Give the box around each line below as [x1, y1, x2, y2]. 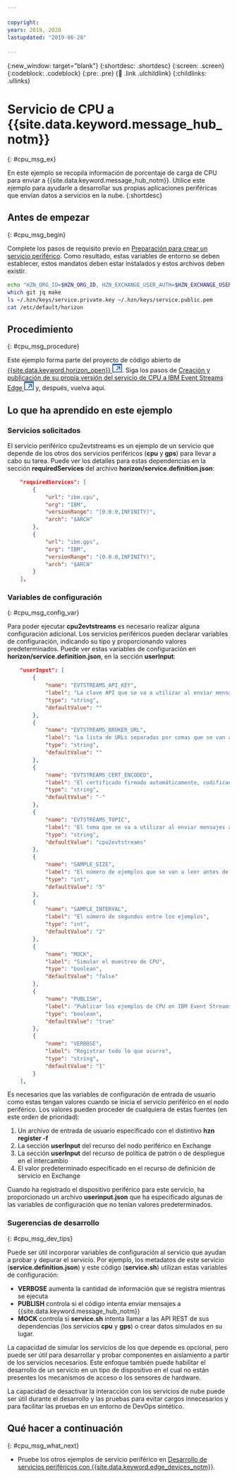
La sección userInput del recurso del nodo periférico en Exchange [17, 1142, 212, 1150]
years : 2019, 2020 [7, 26, 61, 33]
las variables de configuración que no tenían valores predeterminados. [7, 1201, 213, 1209]
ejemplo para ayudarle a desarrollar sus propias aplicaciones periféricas [7, 184, 217, 193]
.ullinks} [7, 76, 30, 85]
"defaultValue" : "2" [44, 928, 106, 936]
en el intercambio [17, 1157, 68, 1165]
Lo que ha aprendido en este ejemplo [7, 404, 173, 416]
